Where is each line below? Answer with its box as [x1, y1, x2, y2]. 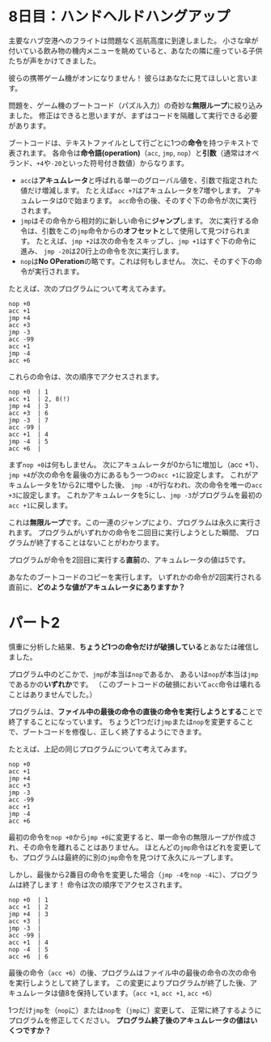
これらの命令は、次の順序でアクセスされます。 [8, 372, 163, 381]
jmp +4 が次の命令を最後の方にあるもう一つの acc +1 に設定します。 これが [8, 470, 252, 479]
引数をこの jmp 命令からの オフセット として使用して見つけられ [41, 226, 244, 236]
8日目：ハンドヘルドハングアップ [8, 7, 231, 26]
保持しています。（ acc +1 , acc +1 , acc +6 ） [76, 988, 217, 997]
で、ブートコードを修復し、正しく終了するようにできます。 [8, 726, 206, 737]
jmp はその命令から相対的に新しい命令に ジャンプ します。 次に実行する [19, 215, 252, 225]
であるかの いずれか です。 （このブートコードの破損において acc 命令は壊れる [8, 679, 261, 689]
